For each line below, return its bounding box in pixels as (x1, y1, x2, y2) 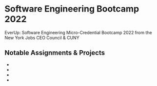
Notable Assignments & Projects (4, 49, 105, 57)
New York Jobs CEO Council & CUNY (4, 35, 79, 41)
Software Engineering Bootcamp (4, 3, 139, 14)
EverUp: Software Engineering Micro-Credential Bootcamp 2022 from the (4, 29, 152, 35)
